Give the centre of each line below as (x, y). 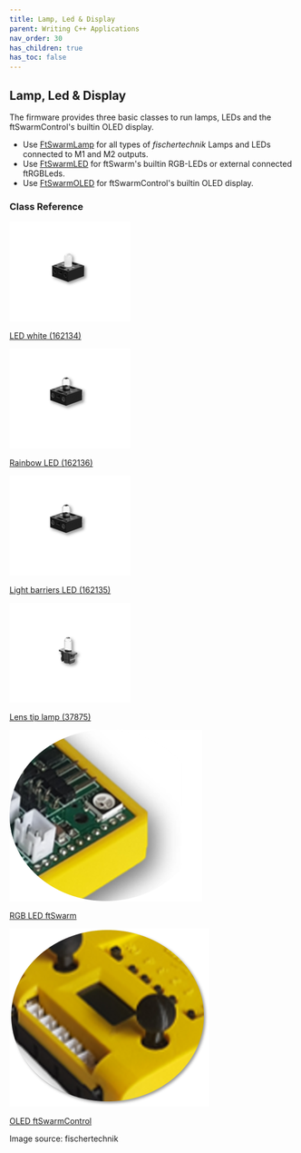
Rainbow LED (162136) (51, 463)
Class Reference (46, 206)
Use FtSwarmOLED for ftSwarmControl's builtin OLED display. (138, 182)
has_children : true (46, 48)
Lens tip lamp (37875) (50, 717)
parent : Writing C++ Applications (75, 29)
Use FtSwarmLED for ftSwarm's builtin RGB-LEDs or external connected (157, 163)
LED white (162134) (45, 336)
